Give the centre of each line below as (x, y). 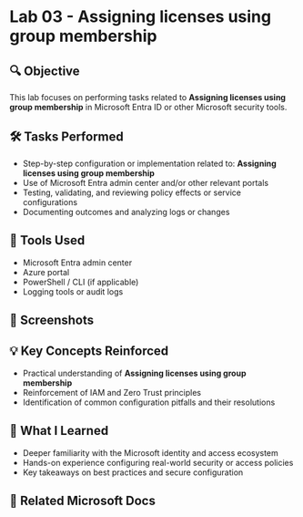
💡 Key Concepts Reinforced (89, 352)
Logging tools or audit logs (73, 291)
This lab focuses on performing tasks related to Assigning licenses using (148, 97)
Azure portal (46, 272)
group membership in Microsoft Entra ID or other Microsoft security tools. (148, 107)
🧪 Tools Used (47, 240)
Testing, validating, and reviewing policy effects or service (131, 192)
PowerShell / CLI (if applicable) (81, 282)
